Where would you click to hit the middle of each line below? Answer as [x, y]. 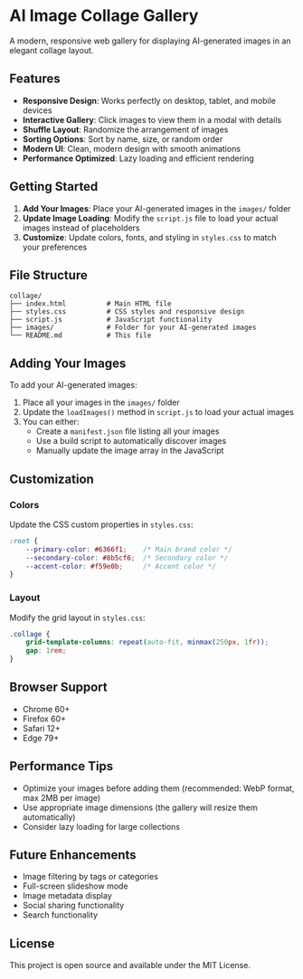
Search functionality [60, 915]
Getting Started [54, 187]
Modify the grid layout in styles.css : [77, 617]
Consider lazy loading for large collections [101, 826]
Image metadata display [67, 896]
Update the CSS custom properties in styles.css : [101, 524]
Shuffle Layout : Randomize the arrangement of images [125, 129]
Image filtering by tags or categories [90, 877]
